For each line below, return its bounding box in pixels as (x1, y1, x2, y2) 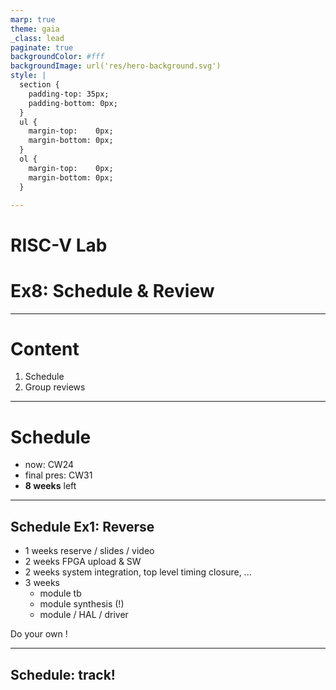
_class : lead (10, 33, 65, 43)
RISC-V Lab (10, 234, 108, 256)
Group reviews (24, 381, 86, 393)
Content (10, 337, 80, 360)
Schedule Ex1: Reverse (10, 518, 155, 535)
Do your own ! (10, 628, 68, 640)
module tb (39, 587, 82, 600)
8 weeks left (24, 480, 77, 492)
